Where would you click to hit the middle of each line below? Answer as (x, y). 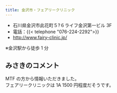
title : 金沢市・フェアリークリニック (40, 10)
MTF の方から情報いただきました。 (42, 79)
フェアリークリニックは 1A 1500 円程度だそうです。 (60, 85)
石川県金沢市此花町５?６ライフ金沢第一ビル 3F (62, 25)
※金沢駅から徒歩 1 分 (27, 48)
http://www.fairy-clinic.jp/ (40, 37)
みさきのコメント (32, 66)
